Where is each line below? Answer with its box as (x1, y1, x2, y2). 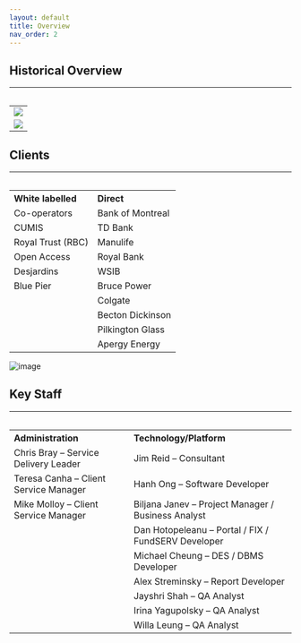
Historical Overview (9, 63, 123, 78)
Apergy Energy (97, 338, 161, 350)
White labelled (13, 193, 77, 204)
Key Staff (9, 387, 63, 402)
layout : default (9, 13, 70, 22)
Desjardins (13, 265, 59, 278)
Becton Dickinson (97, 309, 172, 321)
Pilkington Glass (97, 323, 166, 336)
